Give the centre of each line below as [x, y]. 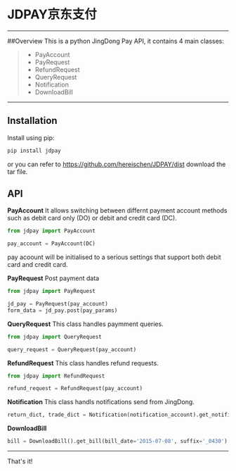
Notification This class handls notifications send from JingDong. [101, 402]
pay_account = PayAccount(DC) [52, 244]
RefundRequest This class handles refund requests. [83, 363]
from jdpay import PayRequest [52, 291]
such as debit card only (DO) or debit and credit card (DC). [92, 218]
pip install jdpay [34, 151]
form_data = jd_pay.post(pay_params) [63, 310]
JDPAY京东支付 [52, 14]
